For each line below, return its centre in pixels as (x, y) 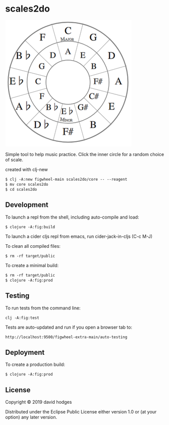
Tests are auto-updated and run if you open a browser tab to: (69, 327)
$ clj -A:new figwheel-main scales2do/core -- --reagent (66, 179)
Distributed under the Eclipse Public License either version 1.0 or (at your (81, 412)
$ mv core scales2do (27, 184)
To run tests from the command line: (43, 308)
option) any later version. (31, 417)
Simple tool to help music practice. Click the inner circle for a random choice (85, 154)
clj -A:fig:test (22, 318)
